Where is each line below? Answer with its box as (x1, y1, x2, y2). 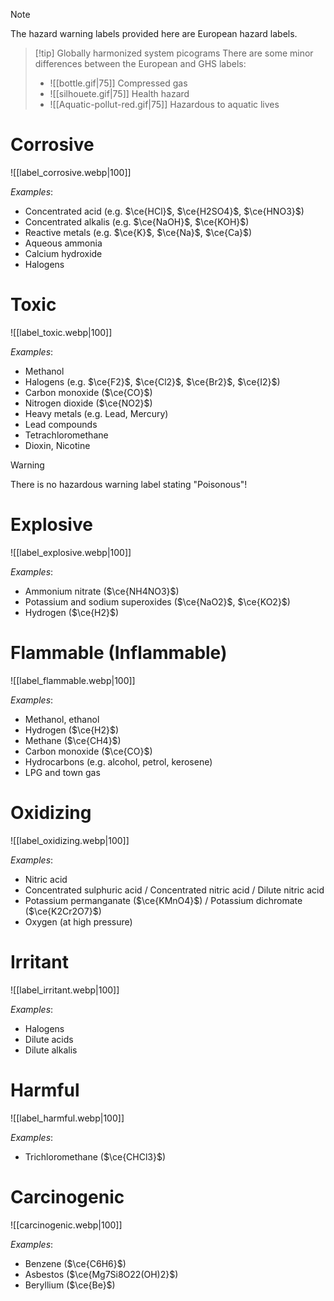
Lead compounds (24, 418, 98, 430)
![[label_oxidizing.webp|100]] (10, 834, 130, 846)
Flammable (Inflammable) (10, 642, 228, 664)
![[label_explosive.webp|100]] (10, 546, 132, 558)
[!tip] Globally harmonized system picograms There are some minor (34, 47, 314, 59)
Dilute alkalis (24, 1044, 78, 1056)
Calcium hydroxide (24, 247, 103, 259)
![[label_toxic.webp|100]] (10, 326, 113, 338)
